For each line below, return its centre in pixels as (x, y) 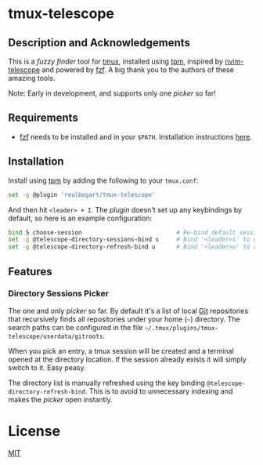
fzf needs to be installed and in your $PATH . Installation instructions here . (136, 136)
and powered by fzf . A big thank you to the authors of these (138, 70)
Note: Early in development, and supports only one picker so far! (112, 93)
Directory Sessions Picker (59, 293)
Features (30, 271)
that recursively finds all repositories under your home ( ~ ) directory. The (124, 319)
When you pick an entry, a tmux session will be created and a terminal (121, 351)
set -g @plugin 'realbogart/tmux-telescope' (82, 194)
